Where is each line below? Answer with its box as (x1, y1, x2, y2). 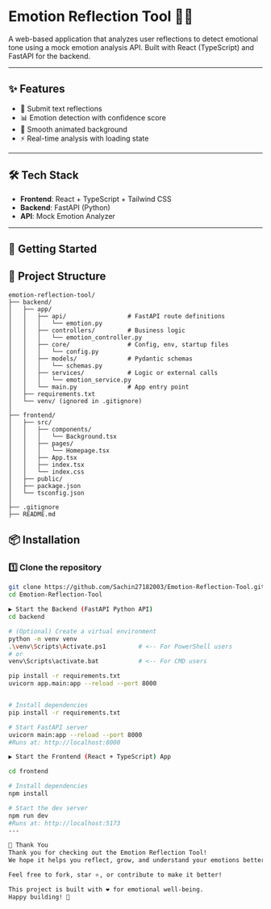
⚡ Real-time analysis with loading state (19, 133, 149, 143)
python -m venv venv (8, 634, 78, 643)
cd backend (8, 613, 45, 621)
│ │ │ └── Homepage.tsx (8, 446, 110, 455)
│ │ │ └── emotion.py (8, 319, 103, 327)
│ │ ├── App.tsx (8, 453, 78, 461)
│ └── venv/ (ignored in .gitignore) (8, 397, 143, 405)
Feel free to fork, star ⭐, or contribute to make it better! (8, 871, 223, 879)
